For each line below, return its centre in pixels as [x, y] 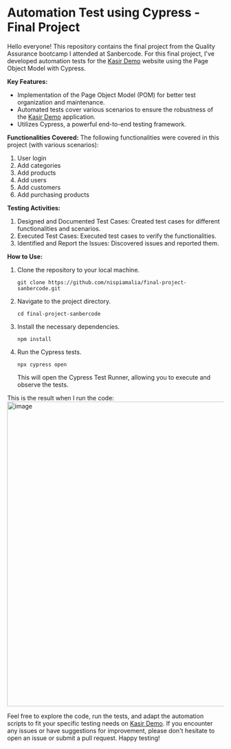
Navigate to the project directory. [64, 301]
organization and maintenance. [61, 102]
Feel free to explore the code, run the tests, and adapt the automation [106, 716]
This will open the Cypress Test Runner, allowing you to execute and [114, 377]
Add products [36, 173]
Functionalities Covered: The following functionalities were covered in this [113, 137]
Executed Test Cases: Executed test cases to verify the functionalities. [117, 236]
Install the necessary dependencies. [68, 326]
